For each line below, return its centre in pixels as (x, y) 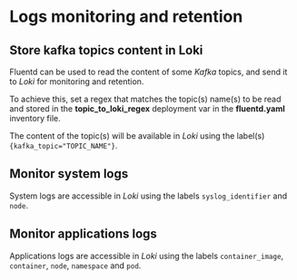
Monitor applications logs (83, 234)
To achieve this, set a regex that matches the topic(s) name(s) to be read (145, 99)
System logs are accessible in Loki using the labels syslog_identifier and (148, 196)
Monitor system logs (69, 174)
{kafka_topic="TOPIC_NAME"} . (64, 145)
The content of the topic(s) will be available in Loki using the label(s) (137, 136)
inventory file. (35, 118)
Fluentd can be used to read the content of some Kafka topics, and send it (148, 72)
